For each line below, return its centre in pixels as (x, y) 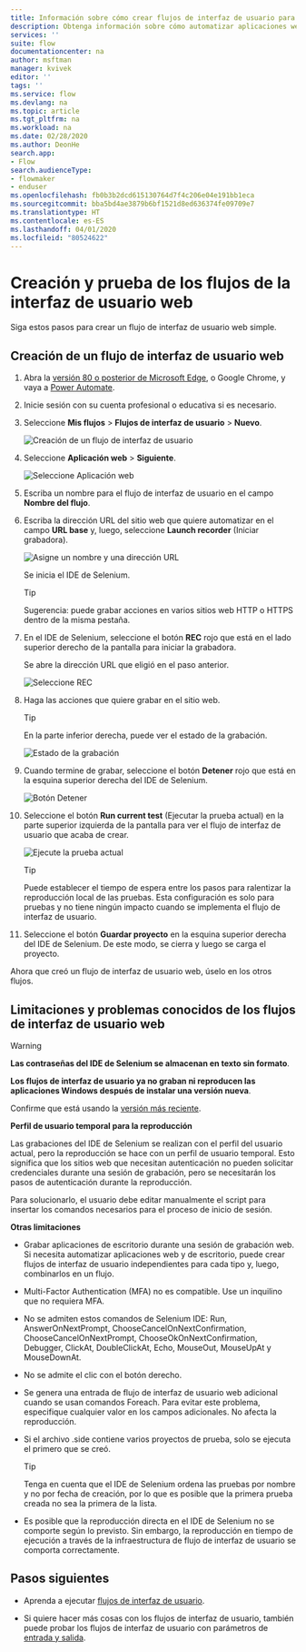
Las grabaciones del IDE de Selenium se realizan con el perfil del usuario (147, 1143)
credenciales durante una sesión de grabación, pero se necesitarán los (143, 1172)
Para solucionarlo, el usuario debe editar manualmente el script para (138, 1199)
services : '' (35, 35)
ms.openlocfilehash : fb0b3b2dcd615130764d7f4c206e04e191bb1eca (133, 196)
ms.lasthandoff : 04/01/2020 (64, 229)
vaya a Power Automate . (69, 388)
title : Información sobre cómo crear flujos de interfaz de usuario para (153, 18)
